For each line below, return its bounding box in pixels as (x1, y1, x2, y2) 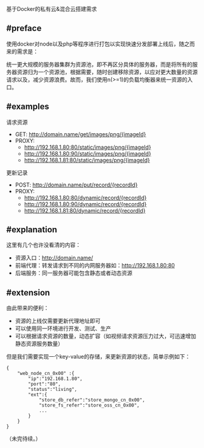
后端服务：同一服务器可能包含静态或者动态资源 (15, 269, 132, 277)
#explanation (6, 224, 58, 235)
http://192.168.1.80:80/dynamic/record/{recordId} (24, 194, 147, 201)
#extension (6, 288, 50, 298)
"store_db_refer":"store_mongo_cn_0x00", (38, 397, 146, 403)
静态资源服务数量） (15, 340, 64, 348)
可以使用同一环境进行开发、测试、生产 (15, 325, 111, 333)
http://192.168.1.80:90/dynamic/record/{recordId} (24, 200, 147, 208)
